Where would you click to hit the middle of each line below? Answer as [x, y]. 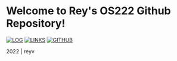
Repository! [36, 23]
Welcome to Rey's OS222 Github [88, 11]
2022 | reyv [20, 51]
